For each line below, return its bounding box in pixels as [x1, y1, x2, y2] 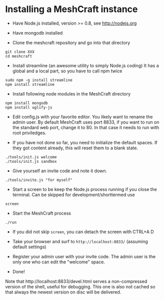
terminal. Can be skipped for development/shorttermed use [12, 191, 135, 197]
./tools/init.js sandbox [5, 159, 57, 164]
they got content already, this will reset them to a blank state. [12, 145, 138, 151]
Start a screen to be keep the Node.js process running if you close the [12, 186, 157, 192]
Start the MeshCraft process [12, 210, 71, 216]
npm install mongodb [5, 101, 48, 106]
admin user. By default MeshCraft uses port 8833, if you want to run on [12, 119, 159, 125]
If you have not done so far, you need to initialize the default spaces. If [12, 139, 157, 145]
